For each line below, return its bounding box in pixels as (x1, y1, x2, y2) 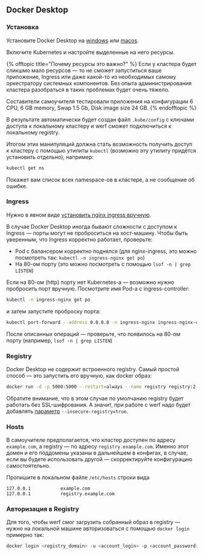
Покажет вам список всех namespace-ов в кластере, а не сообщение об (6, 176, 195, 183)
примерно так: (6, 531, 44, 539)
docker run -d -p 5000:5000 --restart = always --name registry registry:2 (6, 384, 196, 390)
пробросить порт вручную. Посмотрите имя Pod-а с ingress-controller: (6, 284, 190, 292)
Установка (6, 23, 39, 31)
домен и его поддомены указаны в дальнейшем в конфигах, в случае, (6, 449, 188, 456)
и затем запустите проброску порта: (6, 307, 101, 315)
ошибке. (6, 182, 28, 189)
